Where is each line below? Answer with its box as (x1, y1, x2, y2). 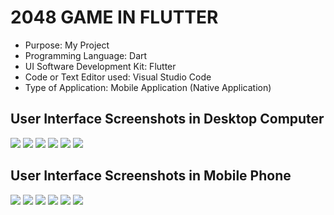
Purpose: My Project (24, 39, 110, 51)
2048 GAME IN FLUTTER (10, 6, 219, 29)
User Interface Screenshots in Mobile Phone (10, 167, 292, 185)
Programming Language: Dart (24, 49, 148, 61)
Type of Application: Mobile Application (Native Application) (24, 81, 272, 93)
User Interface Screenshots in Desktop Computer (10, 111, 325, 128)
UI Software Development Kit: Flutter (24, 60, 177, 72)
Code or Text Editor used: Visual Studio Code (24, 71, 212, 83)
